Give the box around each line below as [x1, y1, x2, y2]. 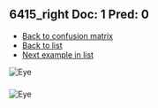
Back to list [21, 40, 63, 50]
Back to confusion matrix [21, 30, 113, 41]
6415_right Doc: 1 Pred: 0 [9, 7, 150, 22]
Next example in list [21, 49, 94, 60]
